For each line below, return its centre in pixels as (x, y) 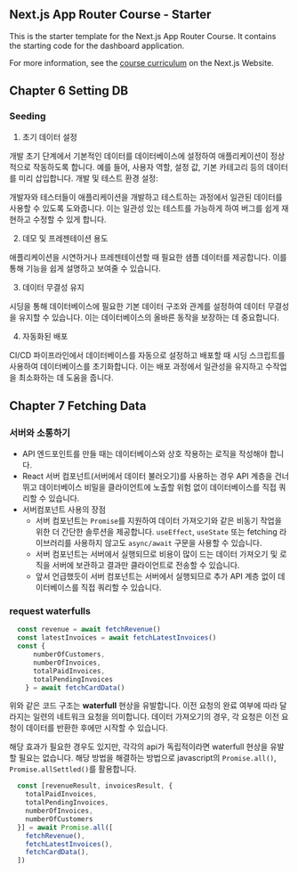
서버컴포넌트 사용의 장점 (64, 510)
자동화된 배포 (45, 336)
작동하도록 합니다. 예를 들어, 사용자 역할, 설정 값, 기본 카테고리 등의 (149, 167)
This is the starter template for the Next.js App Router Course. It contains (143, 36)
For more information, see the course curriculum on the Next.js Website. (141, 62)
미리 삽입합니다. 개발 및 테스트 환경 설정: (88, 178)
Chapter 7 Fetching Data (78, 406)
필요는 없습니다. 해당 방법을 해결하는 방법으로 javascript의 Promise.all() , (148, 758)
